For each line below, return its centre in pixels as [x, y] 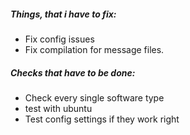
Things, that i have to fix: [63, 14]
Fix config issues [59, 39]
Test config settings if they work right [102, 119]
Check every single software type [94, 97]
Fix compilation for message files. [94, 49]
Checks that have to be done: [73, 72]
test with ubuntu [58, 108]
